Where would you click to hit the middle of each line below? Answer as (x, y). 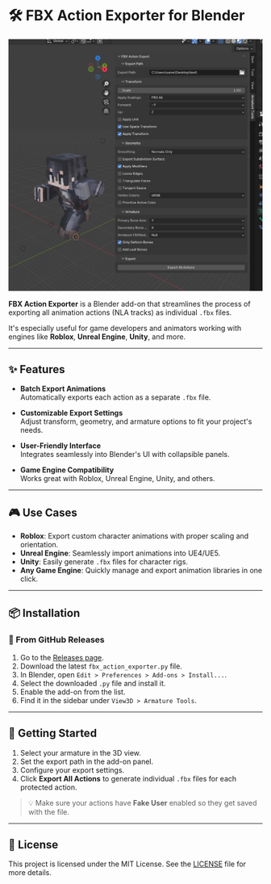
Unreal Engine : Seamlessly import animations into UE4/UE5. (120, 553)
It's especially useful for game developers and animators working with (125, 328)
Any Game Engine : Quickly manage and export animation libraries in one (141, 571)
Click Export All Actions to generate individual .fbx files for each (128, 778)
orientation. (39, 545)
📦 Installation (44, 613)
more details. (30, 873)
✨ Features (37, 369)
